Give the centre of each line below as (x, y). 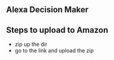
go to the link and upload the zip (54, 50)
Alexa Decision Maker (47, 10)
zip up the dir (31, 45)
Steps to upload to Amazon (57, 30)
